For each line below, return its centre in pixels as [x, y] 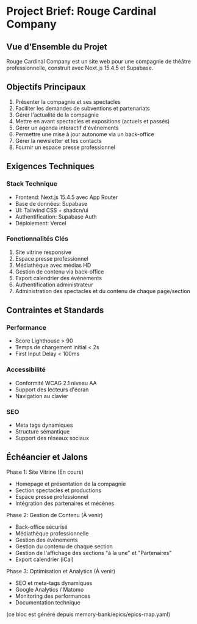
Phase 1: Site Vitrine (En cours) [45, 472]
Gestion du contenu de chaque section [64, 546]
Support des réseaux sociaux [52, 438]
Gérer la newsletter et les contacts [58, 140]
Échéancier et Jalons [47, 457]
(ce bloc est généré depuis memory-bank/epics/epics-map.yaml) [88, 614]
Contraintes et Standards [55, 310]
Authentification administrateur [54, 285]
